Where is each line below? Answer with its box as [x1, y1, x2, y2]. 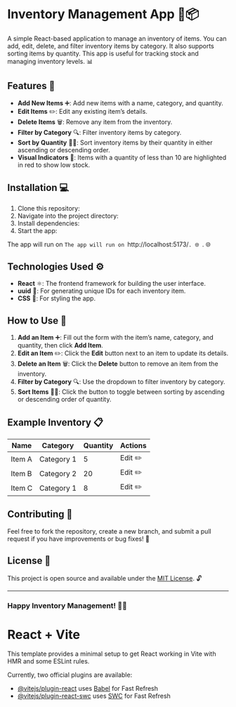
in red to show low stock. [17, 160, 90, 169]
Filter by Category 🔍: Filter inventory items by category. [17, 128, 182, 136]
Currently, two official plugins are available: [7, 670, 133, 679]
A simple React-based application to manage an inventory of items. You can [7, 34, 227, 43]
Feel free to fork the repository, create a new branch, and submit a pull [7, 527, 212, 535]
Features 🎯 [7, 80, 55, 92]
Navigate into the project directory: [17, 211, 119, 220]
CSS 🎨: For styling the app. [17, 294, 96, 303]
